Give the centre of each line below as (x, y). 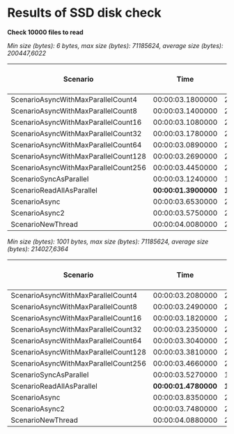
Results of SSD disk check (84, 13)
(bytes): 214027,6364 (38, 248)
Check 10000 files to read (45, 32)
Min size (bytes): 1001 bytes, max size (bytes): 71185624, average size (108, 241)
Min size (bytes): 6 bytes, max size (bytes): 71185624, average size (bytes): (115, 45)
